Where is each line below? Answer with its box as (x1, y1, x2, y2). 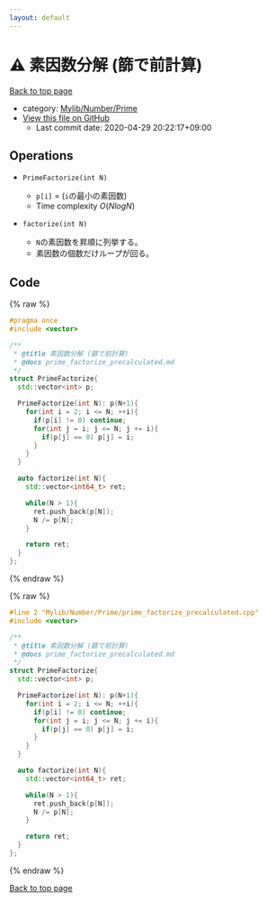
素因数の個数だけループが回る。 (35, 248, 155, 259)
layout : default (9, 13, 70, 23)
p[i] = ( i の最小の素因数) (35, 190, 128, 201)
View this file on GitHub (22, 112, 111, 123)
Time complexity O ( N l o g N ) (35, 200, 135, 212)
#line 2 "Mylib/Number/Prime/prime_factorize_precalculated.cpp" (9, 608, 259, 618)
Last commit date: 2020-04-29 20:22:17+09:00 (35, 122, 212, 133)
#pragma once (9, 317, 58, 326)
